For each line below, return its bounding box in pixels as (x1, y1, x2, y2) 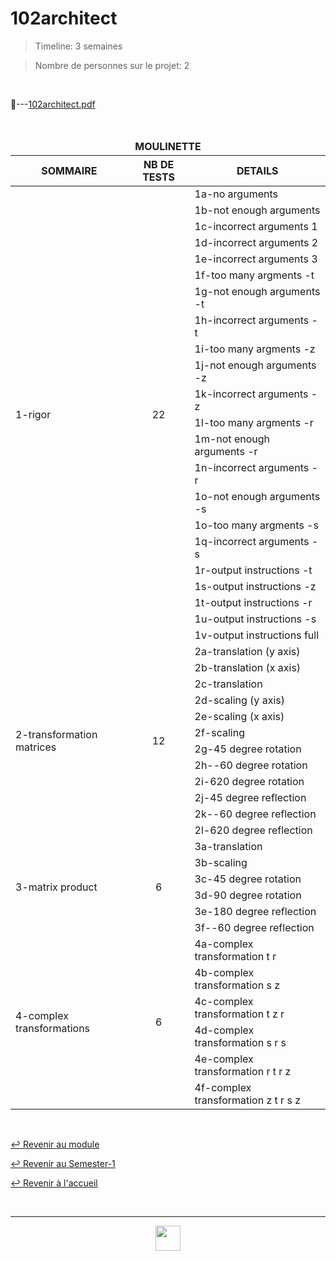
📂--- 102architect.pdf (10, 98, 96, 110)
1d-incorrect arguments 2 (194, 235, 319, 249)
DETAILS (236, 163, 279, 177)
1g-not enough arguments (194, 284, 321, 298)
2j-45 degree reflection (194, 790, 307, 804)
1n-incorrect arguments (194, 460, 310, 474)
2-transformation (15, 727, 98, 741)
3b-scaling (194, 855, 248, 869)
